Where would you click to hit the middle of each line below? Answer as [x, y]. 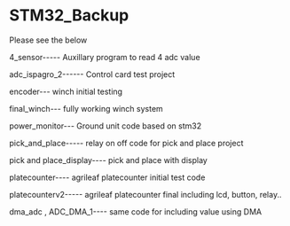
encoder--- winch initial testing [66, 91]
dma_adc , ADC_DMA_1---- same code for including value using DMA [136, 211]
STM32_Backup [69, 16]
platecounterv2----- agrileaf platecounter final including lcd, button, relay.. [145, 194]
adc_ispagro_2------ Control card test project [92, 74]
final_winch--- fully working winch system [86, 108]
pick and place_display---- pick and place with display [109, 160]
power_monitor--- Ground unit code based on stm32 [106, 126]
